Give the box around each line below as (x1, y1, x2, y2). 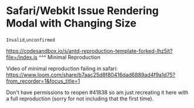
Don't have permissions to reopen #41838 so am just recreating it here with (6, 89, 189, 96)
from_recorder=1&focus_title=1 (6, 77, 81, 85)
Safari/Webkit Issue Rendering (6, 4, 159, 18)
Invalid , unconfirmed (6, 36, 55, 43)
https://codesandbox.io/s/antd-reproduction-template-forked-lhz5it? (6, 47, 173, 54)
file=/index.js (6, 53, 38, 60)
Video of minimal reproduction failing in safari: (6, 65, 118, 72)
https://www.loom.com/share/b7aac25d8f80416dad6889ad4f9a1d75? (6, 71, 176, 78)
